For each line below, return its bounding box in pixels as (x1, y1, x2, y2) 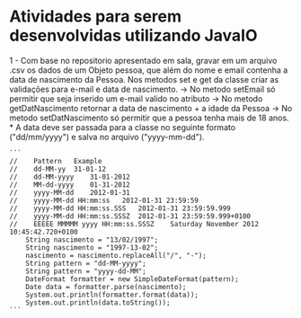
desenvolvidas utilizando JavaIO (9, 25, 258, 46)
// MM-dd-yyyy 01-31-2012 (9, 180, 130, 190)
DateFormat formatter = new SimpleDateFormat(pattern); (25, 274, 240, 284)
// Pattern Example (9, 156, 102, 165)
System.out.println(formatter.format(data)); (25, 290, 199, 299)
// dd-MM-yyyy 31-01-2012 (9, 172, 130, 181)
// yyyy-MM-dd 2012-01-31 (9, 188, 130, 197)
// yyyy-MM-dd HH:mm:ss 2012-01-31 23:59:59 (9, 196, 199, 205)
